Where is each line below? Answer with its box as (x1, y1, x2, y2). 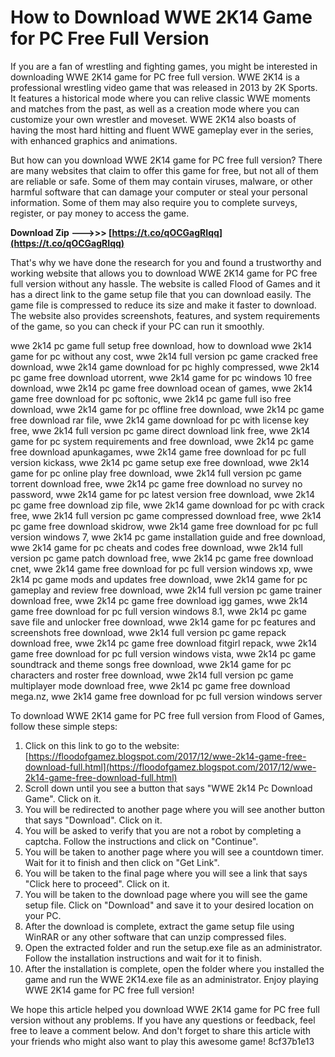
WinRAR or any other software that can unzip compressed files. (24, 931, 287, 943)
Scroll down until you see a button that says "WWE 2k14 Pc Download (24, 782, 313, 794)
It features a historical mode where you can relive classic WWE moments (10, 92, 311, 104)
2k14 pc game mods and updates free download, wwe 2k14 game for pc (10, 573, 308, 585)
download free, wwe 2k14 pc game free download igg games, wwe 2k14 (10, 594, 308, 606)
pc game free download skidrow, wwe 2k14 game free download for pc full (10, 520, 318, 532)
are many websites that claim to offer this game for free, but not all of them (10, 164, 319, 176)
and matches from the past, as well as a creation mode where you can (10, 102, 300, 115)
